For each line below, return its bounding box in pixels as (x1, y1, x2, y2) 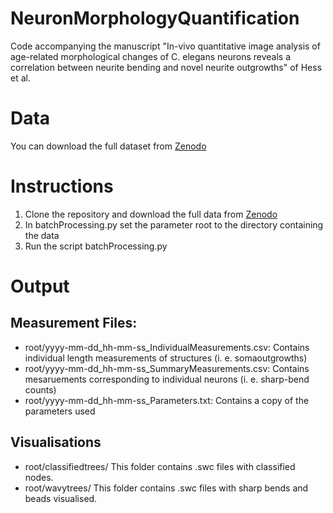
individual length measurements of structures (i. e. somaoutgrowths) (24, 352, 308, 364)
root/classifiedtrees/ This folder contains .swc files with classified (24, 460, 296, 472)
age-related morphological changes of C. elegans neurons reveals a (10, 50, 292, 62)
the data (24, 229, 60, 241)
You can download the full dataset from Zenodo (10, 140, 207, 152)
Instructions (10, 175, 114, 198)
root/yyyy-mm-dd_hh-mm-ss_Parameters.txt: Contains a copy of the (24, 394, 310, 406)
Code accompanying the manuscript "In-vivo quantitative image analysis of (10, 40, 321, 52)
